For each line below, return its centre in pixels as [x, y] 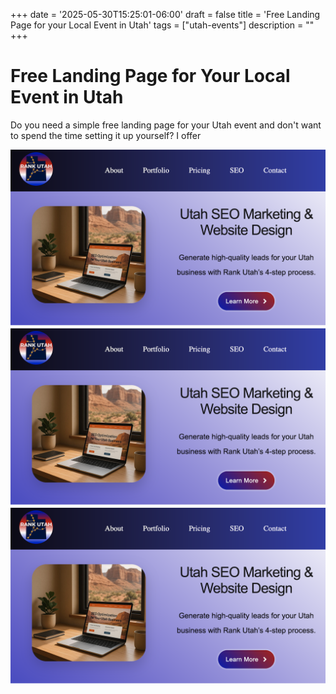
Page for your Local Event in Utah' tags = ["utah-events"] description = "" [162, 25]
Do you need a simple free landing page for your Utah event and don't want [166, 125]
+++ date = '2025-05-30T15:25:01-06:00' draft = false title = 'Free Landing [165, 14]
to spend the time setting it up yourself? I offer [106, 135]
